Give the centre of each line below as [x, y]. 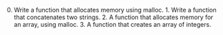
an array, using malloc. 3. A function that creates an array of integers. [113, 24]
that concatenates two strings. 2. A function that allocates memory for [114, 17]
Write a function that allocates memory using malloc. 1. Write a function [115, 10]
